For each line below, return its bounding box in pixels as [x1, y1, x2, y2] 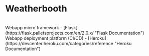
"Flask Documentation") [94, 30, 144, 36]
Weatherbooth [5, 3, 67, 14]
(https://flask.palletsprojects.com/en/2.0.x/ [5, 30, 94, 36]
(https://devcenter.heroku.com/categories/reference [5, 40, 114, 46]
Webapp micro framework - [5, 24, 63, 30]
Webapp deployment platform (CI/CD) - [5, 35, 87, 41]
